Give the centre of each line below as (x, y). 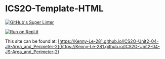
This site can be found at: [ (32, 41)
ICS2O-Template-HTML (54, 9)
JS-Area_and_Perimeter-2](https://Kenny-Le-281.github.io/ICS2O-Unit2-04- (82, 46)
